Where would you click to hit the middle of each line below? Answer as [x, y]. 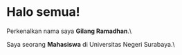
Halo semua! [43, 12]
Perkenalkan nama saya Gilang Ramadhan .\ [69, 31]
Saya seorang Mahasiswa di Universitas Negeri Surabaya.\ [91, 44]
